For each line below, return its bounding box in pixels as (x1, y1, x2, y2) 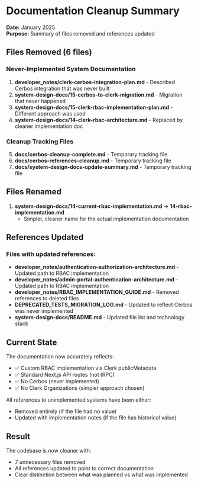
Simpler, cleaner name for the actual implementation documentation (23, 215, 189, 222)
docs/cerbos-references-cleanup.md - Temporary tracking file (14, 157, 171, 164)
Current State (6, 337, 57, 347)
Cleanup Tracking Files (6, 137, 74, 146)
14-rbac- (170, 203, 193, 210)
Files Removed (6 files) (6, 47, 93, 57)
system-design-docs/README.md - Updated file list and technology (14, 314, 185, 321)
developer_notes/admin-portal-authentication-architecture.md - (14, 276, 178, 283)
